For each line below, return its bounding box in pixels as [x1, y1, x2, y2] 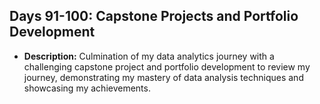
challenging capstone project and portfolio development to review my [23, 60, 311, 73]
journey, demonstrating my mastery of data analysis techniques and [23, 71, 304, 83]
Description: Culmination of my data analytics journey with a [23, 50, 275, 62]
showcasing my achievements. [23, 82, 151, 94]
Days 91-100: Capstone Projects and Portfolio [9, 8, 299, 25]
